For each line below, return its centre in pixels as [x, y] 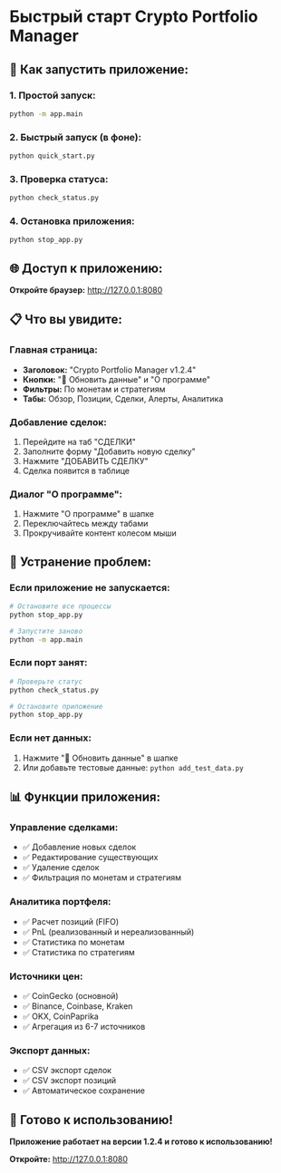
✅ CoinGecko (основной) [71, 995]
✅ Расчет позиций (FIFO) [71, 921]
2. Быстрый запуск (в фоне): [76, 137]
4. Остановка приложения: [72, 221]
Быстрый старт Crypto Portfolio [134, 17]
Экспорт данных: [50, 1051]
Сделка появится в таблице [76, 471]
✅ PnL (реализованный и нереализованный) [108, 932]
